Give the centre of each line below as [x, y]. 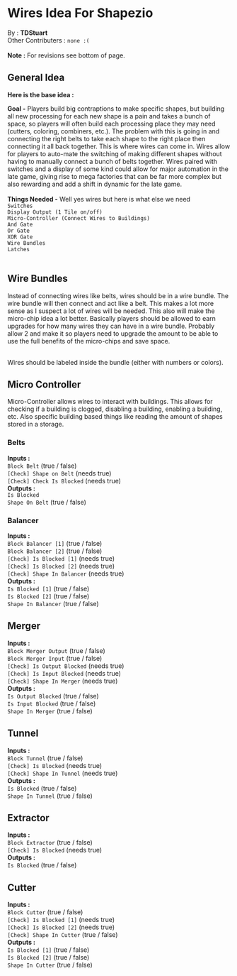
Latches [19, 249]
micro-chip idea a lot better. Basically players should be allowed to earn [111, 318]
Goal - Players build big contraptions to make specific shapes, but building [116, 109]
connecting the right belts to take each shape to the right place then [106, 138]
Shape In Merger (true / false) [50, 711]
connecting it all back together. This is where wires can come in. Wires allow [119, 146]
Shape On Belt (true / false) [47, 502]
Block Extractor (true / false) [50, 843]
